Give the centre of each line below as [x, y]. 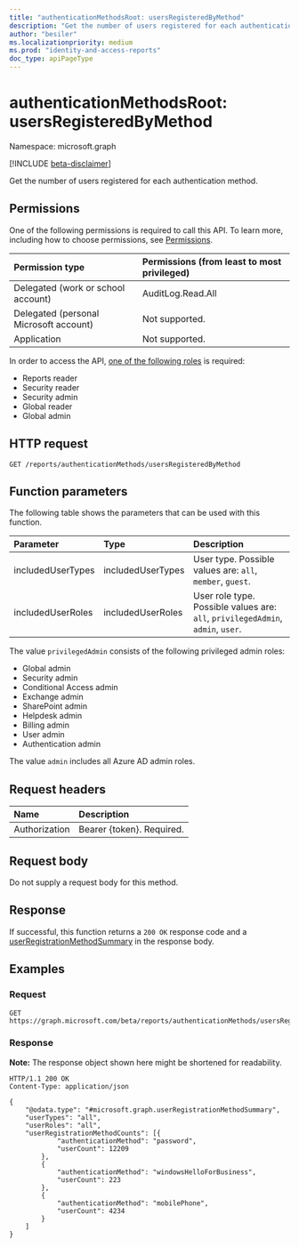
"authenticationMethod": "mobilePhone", [133, 1203]
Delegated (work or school [69, 287]
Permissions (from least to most [212, 261]
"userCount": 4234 [91, 1211]
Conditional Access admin [70, 688]
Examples [37, 969]
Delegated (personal [57, 313]
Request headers [58, 789]
